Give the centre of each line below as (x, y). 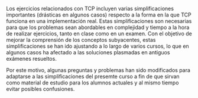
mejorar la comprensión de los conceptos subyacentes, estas (81, 40)
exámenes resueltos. (32, 59)
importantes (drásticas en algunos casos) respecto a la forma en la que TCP (99, 15)
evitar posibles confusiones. (40, 89)
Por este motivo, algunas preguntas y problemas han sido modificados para (98, 70)
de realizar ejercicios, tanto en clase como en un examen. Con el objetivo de (99, 34)
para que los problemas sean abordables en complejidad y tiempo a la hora (98, 27)
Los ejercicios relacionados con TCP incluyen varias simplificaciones (90, 9)
